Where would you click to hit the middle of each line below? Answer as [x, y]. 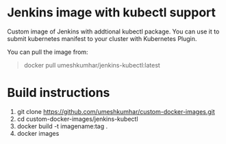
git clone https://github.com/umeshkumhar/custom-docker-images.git [116, 111]
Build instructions [59, 93]
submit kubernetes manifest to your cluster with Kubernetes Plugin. [102, 38]
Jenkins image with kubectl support [112, 13]
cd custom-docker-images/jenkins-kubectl [77, 119]
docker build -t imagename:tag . [62, 126]
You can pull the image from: [48, 52]
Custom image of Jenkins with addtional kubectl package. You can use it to [113, 31]
